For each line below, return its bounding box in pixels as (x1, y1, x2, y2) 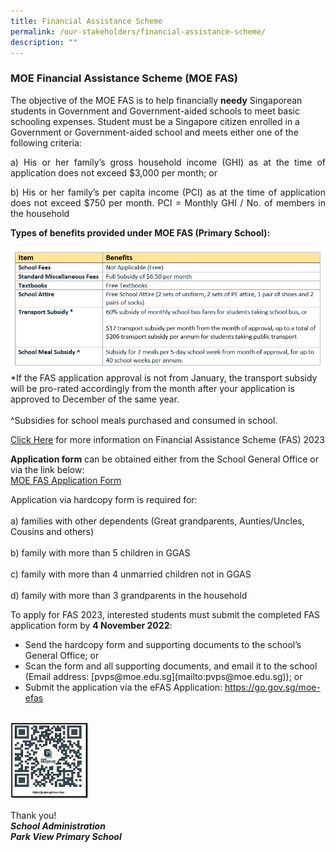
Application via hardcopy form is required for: (10, 493, 198, 505)
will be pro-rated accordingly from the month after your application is (10, 382, 295, 394)
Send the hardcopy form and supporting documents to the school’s (24, 638, 302, 650)
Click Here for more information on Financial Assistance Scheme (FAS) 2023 (10, 433, 325, 445)
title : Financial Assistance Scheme (10, 16, 163, 26)
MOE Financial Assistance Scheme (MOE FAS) (10, 71, 238, 85)
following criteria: (10, 136, 82, 149)
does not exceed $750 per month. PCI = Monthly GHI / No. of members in (10, 196, 326, 209)
